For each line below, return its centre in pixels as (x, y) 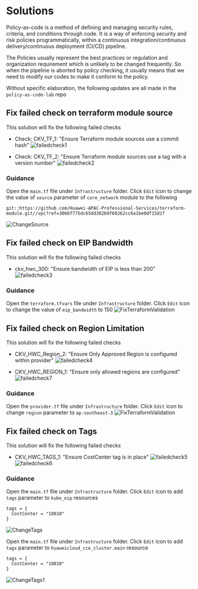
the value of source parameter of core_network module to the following (92, 197)
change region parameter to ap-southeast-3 (60, 412)
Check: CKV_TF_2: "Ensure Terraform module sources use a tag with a (100, 156)
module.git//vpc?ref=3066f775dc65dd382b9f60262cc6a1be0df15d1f (86, 214)
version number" (35, 163)
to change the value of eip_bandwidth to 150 (60, 310)
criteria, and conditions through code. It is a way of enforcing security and (96, 33)
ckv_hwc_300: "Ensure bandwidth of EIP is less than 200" (85, 268)
